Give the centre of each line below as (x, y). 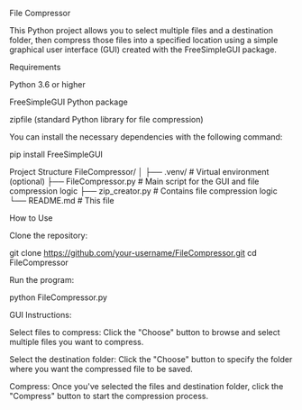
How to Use (31, 218)
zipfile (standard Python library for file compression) (107, 119)
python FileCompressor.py (59, 297)
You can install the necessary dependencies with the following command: (146, 137)
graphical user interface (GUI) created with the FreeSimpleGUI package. (143, 50)
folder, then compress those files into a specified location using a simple (144, 40)
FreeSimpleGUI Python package (69, 102)
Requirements (35, 67)
